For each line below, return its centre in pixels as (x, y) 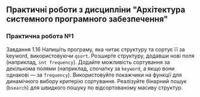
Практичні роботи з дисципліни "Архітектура (96, 10)
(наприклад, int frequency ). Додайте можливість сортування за (88, 62)
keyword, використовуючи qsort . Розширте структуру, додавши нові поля (100, 56)
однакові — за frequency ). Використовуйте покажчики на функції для (94, 75)
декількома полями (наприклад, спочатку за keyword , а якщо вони (90, 68)
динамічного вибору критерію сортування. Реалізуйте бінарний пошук (96, 81)
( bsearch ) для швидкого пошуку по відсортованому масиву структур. (95, 87)
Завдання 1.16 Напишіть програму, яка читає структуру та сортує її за (96, 49)
